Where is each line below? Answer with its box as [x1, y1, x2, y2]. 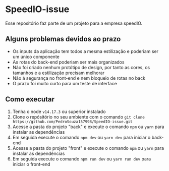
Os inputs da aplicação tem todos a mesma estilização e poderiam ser [12, 48, 159, 54]
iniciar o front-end [12, 161, 50, 167]
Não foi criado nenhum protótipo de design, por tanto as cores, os [12, 64, 150, 70]
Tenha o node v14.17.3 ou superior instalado [12, 108, 106, 115]
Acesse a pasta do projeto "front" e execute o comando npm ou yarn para [12, 145, 164, 151]
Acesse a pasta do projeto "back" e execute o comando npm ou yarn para [12, 124, 164, 130]
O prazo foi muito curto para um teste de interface [12, 80, 117, 86]
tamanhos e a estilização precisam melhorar [12, 70, 105, 76]
